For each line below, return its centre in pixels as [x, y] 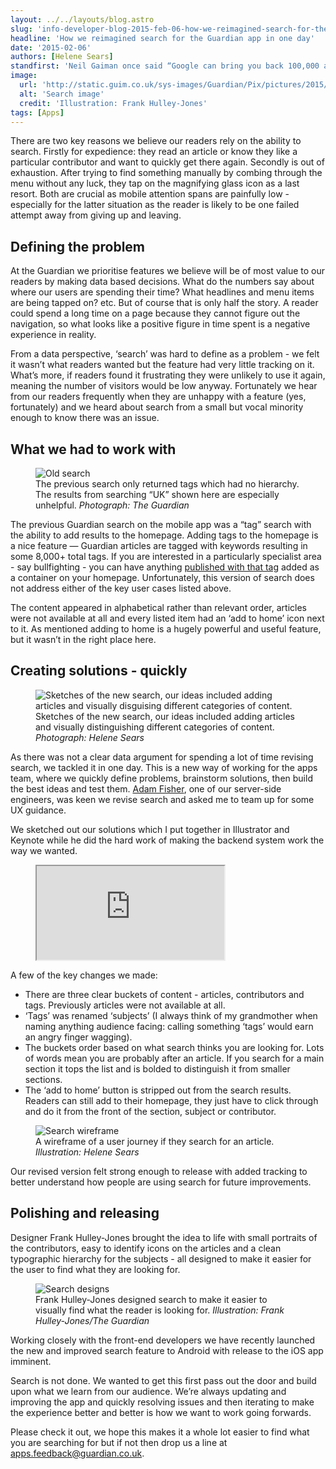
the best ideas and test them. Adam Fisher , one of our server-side [146, 788]
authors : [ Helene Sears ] [62, 57]
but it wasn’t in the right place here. [83, 639]
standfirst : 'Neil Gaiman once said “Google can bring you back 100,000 [165, 66]
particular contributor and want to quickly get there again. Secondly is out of [167, 162]
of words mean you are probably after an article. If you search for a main [174, 1058]
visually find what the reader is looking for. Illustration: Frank [160, 1310]
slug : [21, 29]
